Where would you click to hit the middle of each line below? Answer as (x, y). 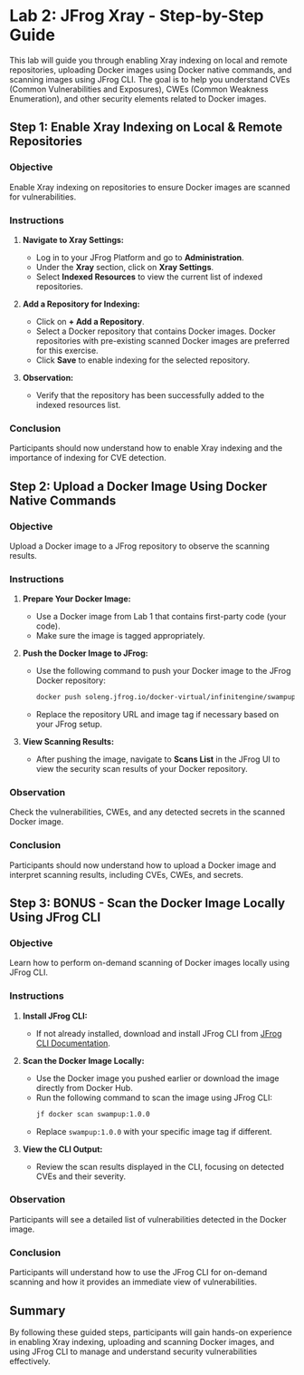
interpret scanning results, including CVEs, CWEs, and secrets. (127, 874)
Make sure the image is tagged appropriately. (120, 636)
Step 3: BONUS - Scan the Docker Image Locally (147, 903)
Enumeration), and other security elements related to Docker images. (138, 98)
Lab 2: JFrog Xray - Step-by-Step (137, 16)
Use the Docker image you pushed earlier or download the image (157, 1078)
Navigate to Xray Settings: (73, 239)
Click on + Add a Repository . (90, 321)
